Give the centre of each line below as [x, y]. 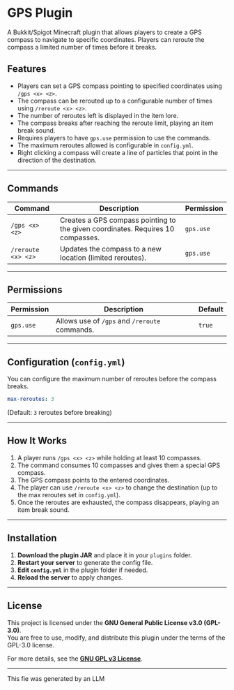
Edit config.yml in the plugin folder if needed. [83, 570]
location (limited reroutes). [103, 258]
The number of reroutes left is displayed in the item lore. [98, 115]
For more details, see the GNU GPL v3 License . [75, 659]
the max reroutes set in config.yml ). [69, 494]
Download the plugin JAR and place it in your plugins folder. [105, 555]
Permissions [35, 289]
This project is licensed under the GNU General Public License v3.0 [105, 622]
